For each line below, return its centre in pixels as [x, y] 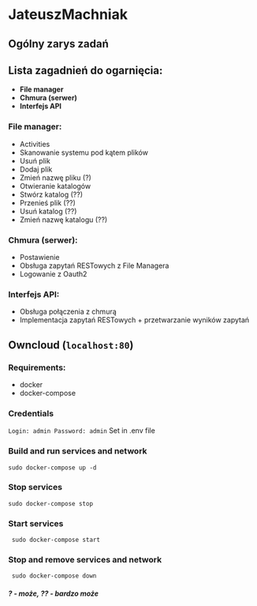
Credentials [31, 413]
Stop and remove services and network [85, 560]
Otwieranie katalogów [55, 186]
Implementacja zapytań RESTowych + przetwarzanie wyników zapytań [134, 320]
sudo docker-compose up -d [52, 468]
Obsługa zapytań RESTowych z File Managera [94, 265]
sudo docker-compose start [56, 540]
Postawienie [39, 257]
